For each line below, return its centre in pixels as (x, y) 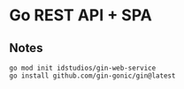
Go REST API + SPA (80, 15)
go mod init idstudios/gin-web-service (83, 68)
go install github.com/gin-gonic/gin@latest (92, 76)
